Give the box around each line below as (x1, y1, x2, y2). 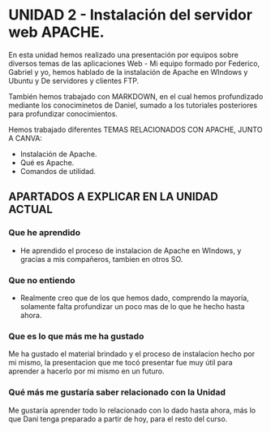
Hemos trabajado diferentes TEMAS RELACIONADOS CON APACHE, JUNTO (8, 124, 263, 134)
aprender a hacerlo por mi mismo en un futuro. (8, 366, 165, 376)
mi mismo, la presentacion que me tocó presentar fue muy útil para (8, 358, 233, 368)
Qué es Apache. (19, 157, 75, 168)
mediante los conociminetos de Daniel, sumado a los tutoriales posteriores (8, 100, 258, 110)
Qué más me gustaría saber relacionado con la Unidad (8, 386, 226, 398)
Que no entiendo (8, 274, 75, 286)
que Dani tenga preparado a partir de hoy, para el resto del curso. (8, 413, 228, 424)
